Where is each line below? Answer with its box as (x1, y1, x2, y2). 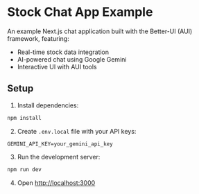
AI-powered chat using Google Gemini (17, 55, 127, 63)
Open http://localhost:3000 (17, 178, 96, 187)
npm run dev (7, 166, 42, 173)
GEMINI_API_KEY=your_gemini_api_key (7, 140, 113, 148)
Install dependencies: (17, 101, 79, 109)
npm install (7, 114, 42, 121)
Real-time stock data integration (17, 48, 110, 56)
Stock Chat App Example (7, 4, 153, 20)
